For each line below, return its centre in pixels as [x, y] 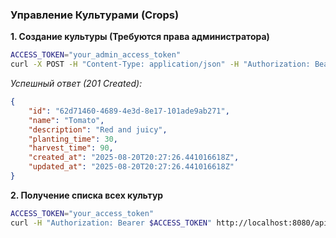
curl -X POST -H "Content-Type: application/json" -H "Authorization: [160, 64]
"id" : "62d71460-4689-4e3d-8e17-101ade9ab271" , [129, 111]
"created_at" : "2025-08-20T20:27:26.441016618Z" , [134, 158]
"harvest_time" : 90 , [71, 148]
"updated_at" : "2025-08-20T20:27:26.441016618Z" [131, 167]
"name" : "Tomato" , [66, 120]
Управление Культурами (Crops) [95, 15]
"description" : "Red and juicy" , [98, 129]
